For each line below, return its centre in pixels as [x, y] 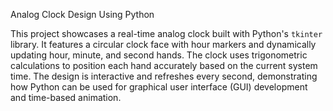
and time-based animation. [66, 97]
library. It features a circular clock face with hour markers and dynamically [163, 44]
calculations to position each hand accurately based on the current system [164, 65]
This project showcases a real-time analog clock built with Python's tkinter [166, 33]
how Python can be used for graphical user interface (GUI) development [159, 87]
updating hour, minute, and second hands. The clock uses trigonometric [159, 55]
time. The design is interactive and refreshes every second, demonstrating [164, 76]
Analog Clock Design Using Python [82, 14]
